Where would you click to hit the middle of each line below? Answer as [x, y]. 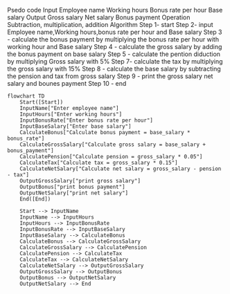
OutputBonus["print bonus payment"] [73, 187]
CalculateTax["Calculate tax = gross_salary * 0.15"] [99, 163]
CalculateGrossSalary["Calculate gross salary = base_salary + [113, 145]
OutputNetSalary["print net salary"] [74, 193]
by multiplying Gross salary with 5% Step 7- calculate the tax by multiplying [115, 61]
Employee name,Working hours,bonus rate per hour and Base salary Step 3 [115, 32]
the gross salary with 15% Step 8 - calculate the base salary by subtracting [114, 69]
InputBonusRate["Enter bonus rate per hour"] [87, 120]
